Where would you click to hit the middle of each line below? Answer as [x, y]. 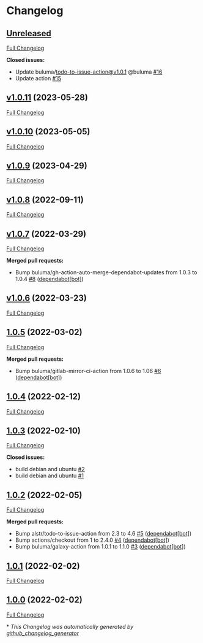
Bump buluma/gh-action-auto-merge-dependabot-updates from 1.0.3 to [106, 272]
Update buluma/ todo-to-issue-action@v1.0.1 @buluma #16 [89, 72]
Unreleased [29, 33]
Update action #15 [38, 78]
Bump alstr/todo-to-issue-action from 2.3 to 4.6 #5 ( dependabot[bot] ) [103, 534]
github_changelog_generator [43, 633]
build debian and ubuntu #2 [50, 469]
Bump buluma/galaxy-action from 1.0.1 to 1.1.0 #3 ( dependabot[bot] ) [100, 547]
